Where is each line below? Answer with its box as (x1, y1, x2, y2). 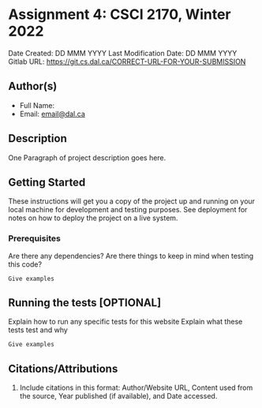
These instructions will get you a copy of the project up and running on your (8, 197, 255, 206)
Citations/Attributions (8, 361, 118, 376)
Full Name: (19, 100, 55, 110)
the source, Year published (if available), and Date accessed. (19, 391, 218, 401)
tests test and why (8, 325, 69, 335)
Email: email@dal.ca (19, 109, 85, 118)
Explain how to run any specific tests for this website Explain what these (8, 317, 243, 327)
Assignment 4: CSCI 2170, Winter (8, 6, 231, 24)
